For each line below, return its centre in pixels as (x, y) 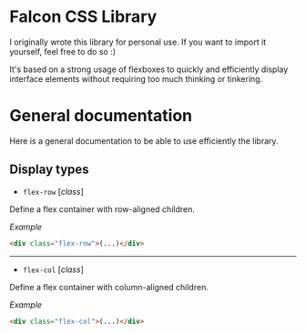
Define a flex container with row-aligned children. (102, 209)
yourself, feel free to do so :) (63, 51)
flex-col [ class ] (53, 269)
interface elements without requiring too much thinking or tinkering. (136, 78)
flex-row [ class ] (53, 191)
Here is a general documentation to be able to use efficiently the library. (144, 141)
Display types (49, 170)
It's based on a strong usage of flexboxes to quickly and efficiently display (149, 69)
